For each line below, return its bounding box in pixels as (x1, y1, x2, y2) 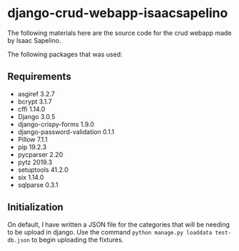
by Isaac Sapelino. (7, 36, 61, 44)
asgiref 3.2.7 (17, 89, 56, 98)
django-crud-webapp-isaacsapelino (7, 5, 228, 21)
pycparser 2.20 (17, 150, 63, 158)
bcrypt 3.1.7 (17, 97, 52, 106)
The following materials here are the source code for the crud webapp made (7, 29, 232, 37)
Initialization (7, 201, 64, 213)
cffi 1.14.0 (17, 105, 46, 113)
